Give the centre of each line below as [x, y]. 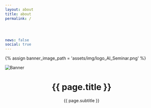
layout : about [19, 9]
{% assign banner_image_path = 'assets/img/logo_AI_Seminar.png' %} [76, 58]
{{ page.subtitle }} [82, 101]
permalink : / [18, 18]
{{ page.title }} [82, 87]
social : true [18, 45]
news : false [17, 40]
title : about [18, 14]
